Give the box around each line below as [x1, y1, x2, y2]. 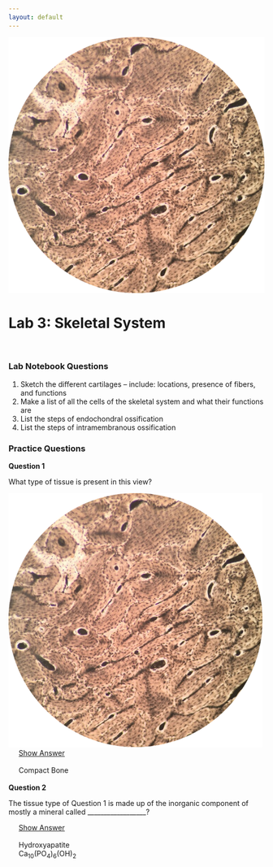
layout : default [8, 13, 63, 21]
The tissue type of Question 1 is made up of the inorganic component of [8, 799, 249, 808]
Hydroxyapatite [19, 840, 71, 850]
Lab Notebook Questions [8, 361, 109, 372]
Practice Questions [8, 443, 86, 454]
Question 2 [8, 782, 47, 792]
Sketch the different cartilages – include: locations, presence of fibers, [19, 379, 256, 389]
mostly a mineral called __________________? [8, 807, 150, 817]
